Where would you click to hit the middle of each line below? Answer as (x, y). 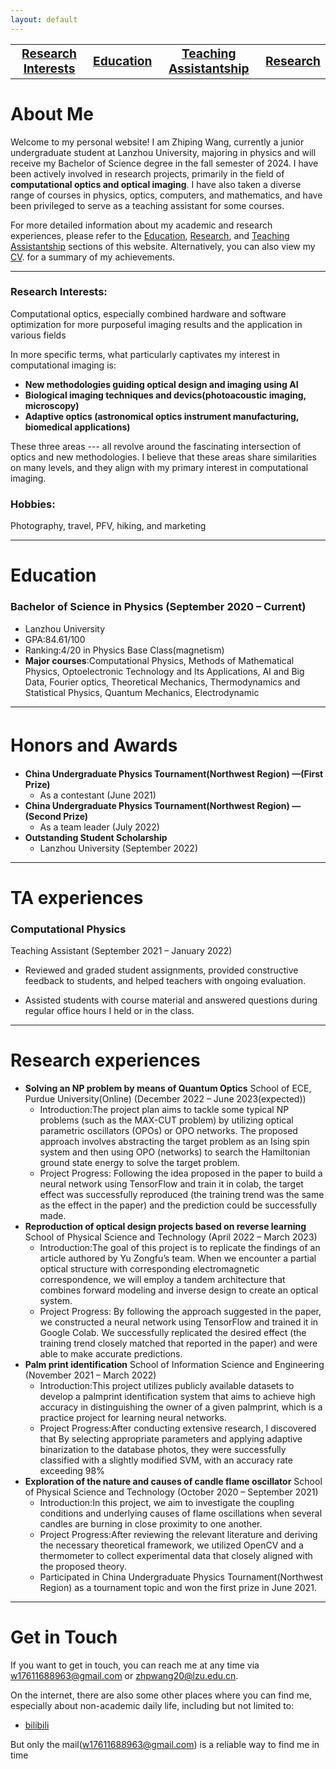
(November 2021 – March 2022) (90, 1375)
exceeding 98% (72, 1470)
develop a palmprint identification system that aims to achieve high (177, 1396)
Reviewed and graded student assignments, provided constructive (161, 970)
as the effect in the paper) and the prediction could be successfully (178, 1205)
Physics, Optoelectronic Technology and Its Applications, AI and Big (164, 671)
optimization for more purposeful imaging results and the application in (156, 324)
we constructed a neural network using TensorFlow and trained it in (179, 1322)
